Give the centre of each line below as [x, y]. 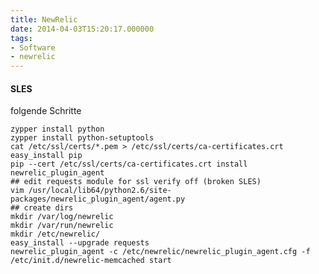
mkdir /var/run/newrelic [62, 226]
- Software [33, 47]
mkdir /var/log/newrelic [62, 217]
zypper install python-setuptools [82, 138]
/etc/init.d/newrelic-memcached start [91, 261]
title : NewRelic [44, 19]
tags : [21, 38]
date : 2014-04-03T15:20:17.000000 [82, 29]
